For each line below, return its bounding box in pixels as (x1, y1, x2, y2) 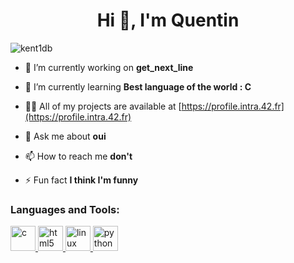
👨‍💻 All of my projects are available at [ (24, 100, 182, 112)
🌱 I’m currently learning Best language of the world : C (24, 80, 252, 93)
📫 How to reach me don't (24, 150, 133, 162)
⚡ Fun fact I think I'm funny (24, 174, 139, 186)
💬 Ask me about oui (24, 130, 107, 142)
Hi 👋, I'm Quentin (96, 9, 240, 32)
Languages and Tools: (10, 202, 120, 216)
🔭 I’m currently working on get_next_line (24, 61, 194, 73)
